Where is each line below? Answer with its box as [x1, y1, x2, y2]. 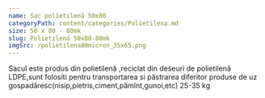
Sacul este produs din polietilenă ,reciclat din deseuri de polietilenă [8, 63, 232, 73]
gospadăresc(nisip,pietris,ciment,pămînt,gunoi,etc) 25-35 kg [8, 81, 211, 91]
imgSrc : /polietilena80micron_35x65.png [8, 42, 147, 50]
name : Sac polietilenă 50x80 [8, 11, 107, 20]
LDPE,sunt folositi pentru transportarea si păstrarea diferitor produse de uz [8, 72, 258, 82]
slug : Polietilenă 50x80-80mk [8, 34, 111, 43]
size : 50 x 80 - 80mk [8, 27, 82, 35]
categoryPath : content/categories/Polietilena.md [8, 19, 179, 27]
